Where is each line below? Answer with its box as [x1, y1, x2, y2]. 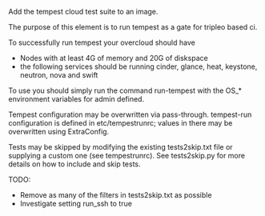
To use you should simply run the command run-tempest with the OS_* [8, 86, 243, 95]
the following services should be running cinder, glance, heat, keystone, [19, 62, 258, 71]
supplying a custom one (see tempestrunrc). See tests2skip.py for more [8, 151, 246, 160]
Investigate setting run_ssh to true [19, 199, 132, 208]
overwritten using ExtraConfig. [8, 127, 110, 136]
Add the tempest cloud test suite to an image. [8, 7, 159, 16]
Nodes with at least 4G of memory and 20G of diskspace [19, 54, 208, 62]
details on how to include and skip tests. [8, 159, 142, 169]
